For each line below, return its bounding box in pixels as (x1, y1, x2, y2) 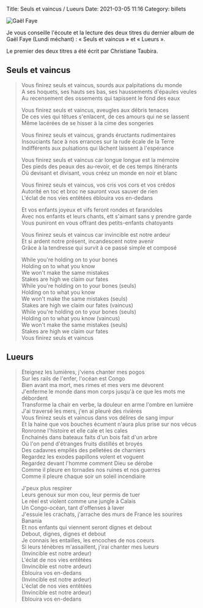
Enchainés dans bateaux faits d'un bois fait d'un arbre (21, 433, 158, 441)
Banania (21, 517, 42, 524)
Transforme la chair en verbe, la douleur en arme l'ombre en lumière (21, 401, 194, 408)
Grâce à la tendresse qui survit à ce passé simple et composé (21, 244, 177, 251)
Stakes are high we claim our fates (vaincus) (21, 301, 133, 309)
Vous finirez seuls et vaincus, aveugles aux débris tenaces (21, 106, 169, 114)
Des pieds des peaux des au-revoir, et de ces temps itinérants (21, 163, 178, 170)
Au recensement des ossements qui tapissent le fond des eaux (21, 94, 180, 102)
